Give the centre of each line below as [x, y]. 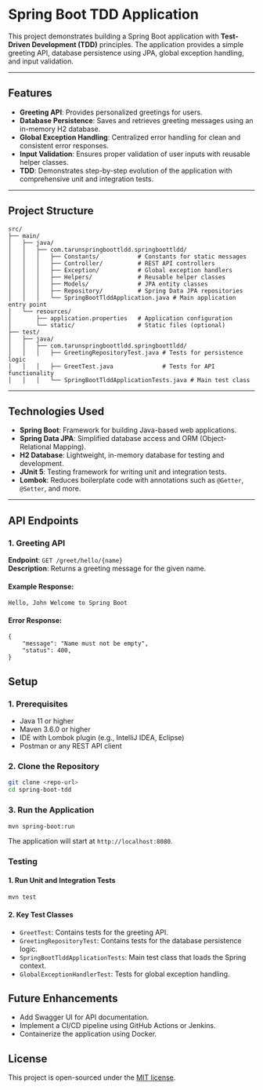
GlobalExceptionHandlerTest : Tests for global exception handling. [124, 974]
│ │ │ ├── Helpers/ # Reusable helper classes [117, 277]
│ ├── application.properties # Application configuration [121, 318]
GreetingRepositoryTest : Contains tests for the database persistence [130, 940]
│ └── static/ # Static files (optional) [117, 325]
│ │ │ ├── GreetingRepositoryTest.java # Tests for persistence [126, 352]
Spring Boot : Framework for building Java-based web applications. [128, 430]
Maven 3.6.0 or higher [55, 729]
